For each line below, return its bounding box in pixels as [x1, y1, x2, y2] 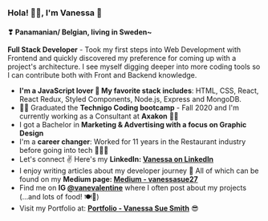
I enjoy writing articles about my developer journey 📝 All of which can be [18, 166, 259, 175]
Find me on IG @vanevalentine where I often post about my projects [18, 183, 246, 193]
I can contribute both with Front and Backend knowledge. [7, 70, 197, 80]
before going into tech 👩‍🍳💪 [18, 146, 109, 155]
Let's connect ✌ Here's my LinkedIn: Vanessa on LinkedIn [18, 155, 214, 164]
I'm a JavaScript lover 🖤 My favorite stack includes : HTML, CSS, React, [18, 86, 259, 95]
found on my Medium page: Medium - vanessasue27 [18, 175, 198, 184]
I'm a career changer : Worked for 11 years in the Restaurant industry [18, 137, 246, 147]
